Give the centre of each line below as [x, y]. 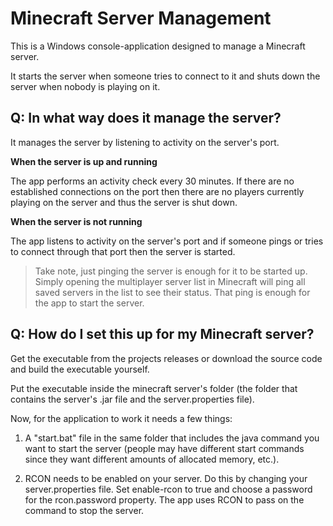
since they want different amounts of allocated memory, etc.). [152, 459]
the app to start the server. [89, 303]
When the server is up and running [84, 161]
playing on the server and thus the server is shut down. [124, 202]
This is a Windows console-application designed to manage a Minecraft [158, 46]
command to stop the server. [84, 510]
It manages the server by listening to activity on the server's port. [145, 142]
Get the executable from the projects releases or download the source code [166, 358]
